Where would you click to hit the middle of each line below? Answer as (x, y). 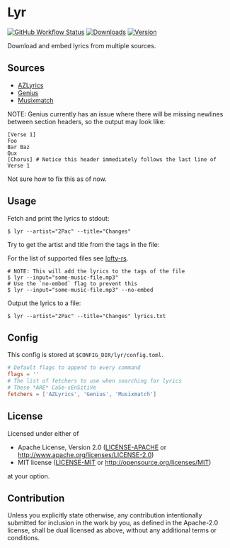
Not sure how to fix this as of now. (57, 179)
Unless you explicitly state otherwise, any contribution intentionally (105, 515)
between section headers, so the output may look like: (86, 121)
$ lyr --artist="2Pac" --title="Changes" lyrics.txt (87, 316)
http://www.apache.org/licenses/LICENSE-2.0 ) (86, 454)
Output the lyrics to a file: (44, 303)
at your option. (29, 476)
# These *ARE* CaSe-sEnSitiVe (52, 388)
